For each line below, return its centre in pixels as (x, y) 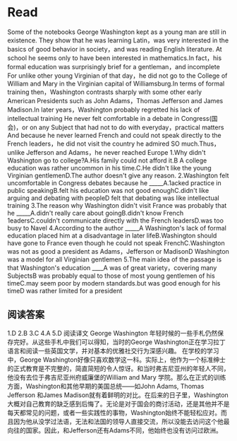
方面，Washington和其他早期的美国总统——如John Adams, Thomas (106, 386)
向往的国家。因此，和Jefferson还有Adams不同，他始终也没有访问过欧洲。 (115, 430)
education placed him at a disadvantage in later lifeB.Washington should (112, 235)
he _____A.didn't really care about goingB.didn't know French (96, 213)
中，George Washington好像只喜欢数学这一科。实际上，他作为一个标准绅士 (116, 359)
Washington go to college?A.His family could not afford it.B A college (107, 160)
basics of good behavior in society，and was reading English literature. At (115, 49)
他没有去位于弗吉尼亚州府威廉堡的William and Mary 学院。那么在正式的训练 (117, 377)
